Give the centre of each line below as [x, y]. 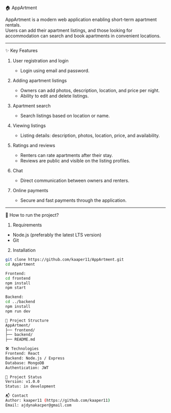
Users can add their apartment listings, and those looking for [69, 30]
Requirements [27, 225]
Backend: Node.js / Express [35, 358]
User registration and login [40, 61]
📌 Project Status [24, 377]
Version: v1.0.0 [22, 382]
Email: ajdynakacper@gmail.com [38, 405]
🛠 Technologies [22, 349]
